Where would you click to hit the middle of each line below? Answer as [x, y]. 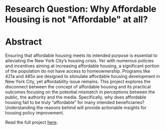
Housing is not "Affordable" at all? [77, 19]
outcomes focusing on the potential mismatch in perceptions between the [80, 92]
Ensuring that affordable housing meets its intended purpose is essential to [82, 55]
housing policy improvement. [35, 113]
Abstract [23, 42]
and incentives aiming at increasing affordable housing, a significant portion [82, 66]
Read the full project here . [32, 122]
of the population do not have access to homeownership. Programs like [78, 71]
